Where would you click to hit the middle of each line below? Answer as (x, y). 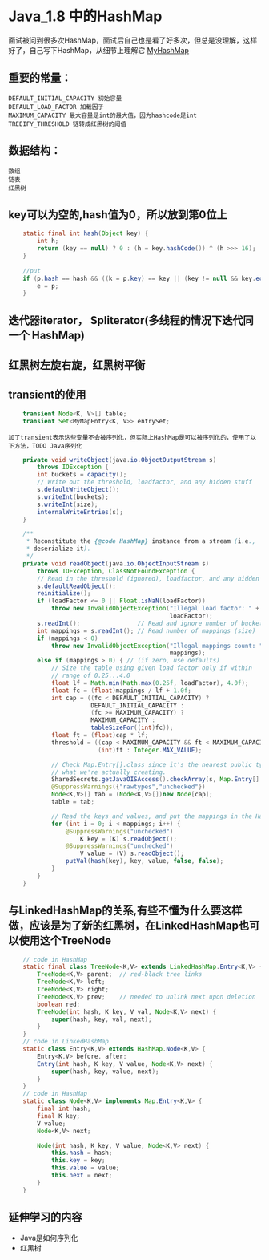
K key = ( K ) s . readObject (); (128, 839)
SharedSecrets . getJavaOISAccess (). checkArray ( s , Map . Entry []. (157, 780)
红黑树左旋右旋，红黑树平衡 (77, 365)
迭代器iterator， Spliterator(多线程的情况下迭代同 (131, 320)
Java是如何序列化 (49, 1238)
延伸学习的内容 (45, 1217)
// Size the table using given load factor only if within (151, 668)
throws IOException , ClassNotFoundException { (116, 571)
